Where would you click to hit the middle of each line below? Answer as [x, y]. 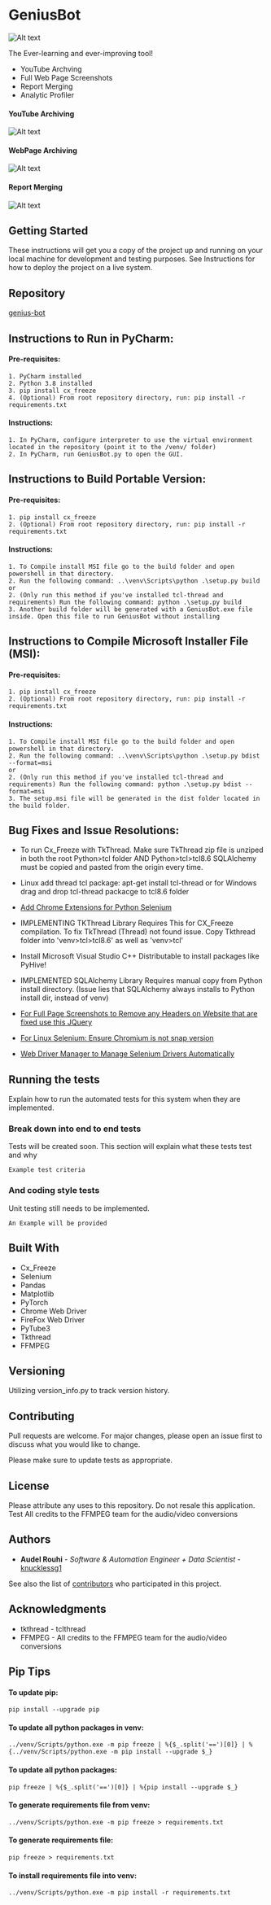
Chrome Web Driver [53, 1311]
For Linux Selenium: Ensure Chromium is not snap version [117, 1038]
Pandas [33, 1285]
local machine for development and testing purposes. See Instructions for [132, 259]
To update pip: [33, 1692]
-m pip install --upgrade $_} [162, 1752]
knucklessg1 [41, 1567]
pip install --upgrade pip [54, 1710]
